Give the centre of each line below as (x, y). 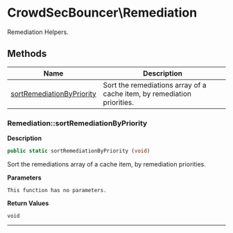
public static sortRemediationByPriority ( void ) (79, 151)
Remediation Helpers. (38, 32)
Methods (27, 54)
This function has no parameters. (57, 190)
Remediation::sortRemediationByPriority (77, 123)
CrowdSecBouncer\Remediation (102, 13)
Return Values (28, 203)
